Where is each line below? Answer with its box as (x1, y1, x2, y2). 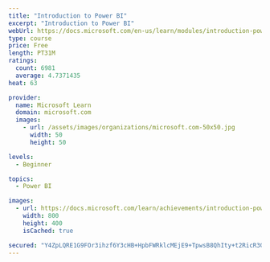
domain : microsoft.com (15, 108, 92, 117)
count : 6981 (15, 64, 56, 72)
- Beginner (15, 160, 52, 169)
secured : (8, 241, 38, 249)
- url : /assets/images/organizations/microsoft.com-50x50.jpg (22, 124, 235, 132)
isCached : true (22, 227, 74, 235)
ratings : (8, 57, 38, 65)
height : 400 (22, 219, 63, 227)
